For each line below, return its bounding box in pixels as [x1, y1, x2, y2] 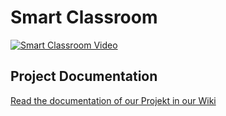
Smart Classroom [10, 6, 158, 29]
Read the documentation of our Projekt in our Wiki [10, 94, 217, 106]
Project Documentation [10, 68, 158, 85]
